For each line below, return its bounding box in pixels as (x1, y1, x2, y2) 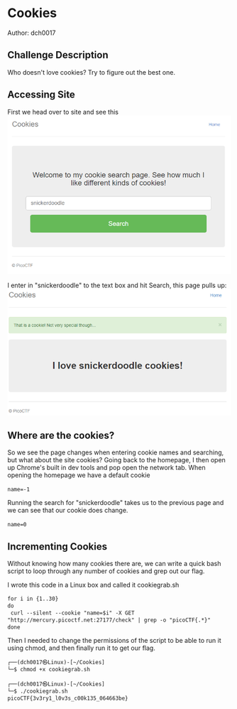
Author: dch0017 (7, 28, 56, 37)
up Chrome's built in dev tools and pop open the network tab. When (7, 464, 206, 472)
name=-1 (7, 486, 31, 494)
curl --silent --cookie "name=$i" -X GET (10, 609, 135, 617)
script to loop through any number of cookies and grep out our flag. (7, 567, 205, 575)
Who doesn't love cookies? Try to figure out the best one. (7, 68, 176, 76)
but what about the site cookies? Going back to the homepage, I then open (7, 456, 226, 464)
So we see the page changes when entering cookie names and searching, (7, 448, 224, 457)
